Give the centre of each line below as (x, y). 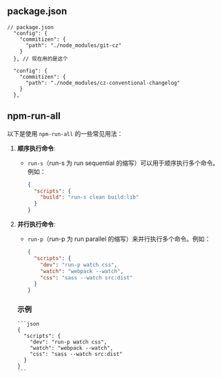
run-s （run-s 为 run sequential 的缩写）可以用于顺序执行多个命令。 (123, 163)
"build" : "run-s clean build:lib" (90, 197)
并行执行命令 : (36, 224)
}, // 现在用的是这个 (41, 59)
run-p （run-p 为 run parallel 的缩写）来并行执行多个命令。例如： (119, 239)
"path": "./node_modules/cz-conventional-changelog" (103, 83)
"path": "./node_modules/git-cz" (73, 45)
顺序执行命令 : (36, 148)
